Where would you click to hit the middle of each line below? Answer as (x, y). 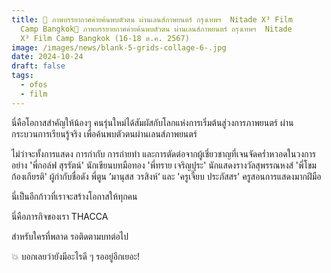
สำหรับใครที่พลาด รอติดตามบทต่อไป (70, 236)
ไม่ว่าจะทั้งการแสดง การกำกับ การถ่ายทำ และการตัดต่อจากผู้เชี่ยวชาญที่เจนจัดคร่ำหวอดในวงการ (163, 153)
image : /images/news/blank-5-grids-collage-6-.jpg (119, 47)
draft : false (38, 66)
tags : (22, 76)
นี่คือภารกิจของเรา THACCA (60, 216)
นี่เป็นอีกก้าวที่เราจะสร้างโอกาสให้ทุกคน (74, 196)
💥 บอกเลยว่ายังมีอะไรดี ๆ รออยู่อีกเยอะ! (76, 256)
